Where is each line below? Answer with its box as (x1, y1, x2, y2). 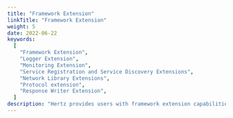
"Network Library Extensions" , (19, 74, 110, 82)
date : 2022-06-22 (7, 29, 58, 37)
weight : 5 (7, 23, 36, 30)
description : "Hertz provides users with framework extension (7, 101, 191, 108)
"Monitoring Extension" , (19, 62, 92, 69)
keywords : (7, 36, 36, 43)
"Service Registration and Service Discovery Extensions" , (19, 68, 194, 75)
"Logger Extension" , (19, 56, 79, 62)
